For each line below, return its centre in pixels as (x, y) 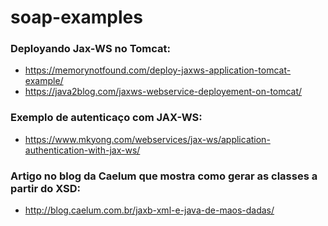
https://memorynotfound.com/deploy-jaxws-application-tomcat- (158, 70)
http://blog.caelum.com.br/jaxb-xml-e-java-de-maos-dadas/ (149, 210)
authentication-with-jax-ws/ (82, 150)
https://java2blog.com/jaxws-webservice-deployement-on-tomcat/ (163, 92)
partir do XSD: (45, 188)
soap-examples (76, 17)
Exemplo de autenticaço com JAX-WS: (106, 118)
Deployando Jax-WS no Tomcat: (90, 49)
